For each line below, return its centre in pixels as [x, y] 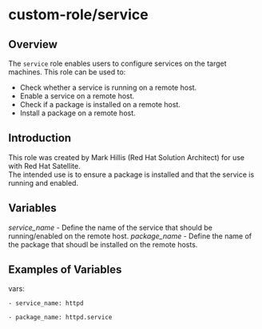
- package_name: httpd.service [60, 318]
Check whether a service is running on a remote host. [108, 87]
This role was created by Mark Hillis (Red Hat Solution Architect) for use [127, 157]
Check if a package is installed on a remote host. [100, 104]
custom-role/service [79, 15]
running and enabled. [43, 183]
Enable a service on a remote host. [77, 96]
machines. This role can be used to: [67, 72]
